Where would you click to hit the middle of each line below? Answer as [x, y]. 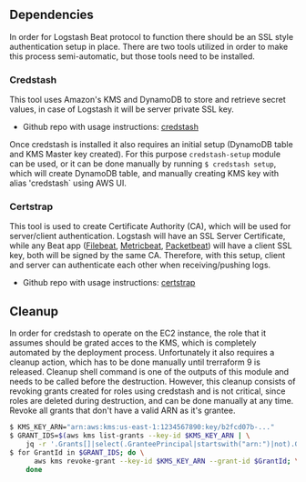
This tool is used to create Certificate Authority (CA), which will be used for [150, 226]
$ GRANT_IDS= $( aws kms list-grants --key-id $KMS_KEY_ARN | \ [130, 436]
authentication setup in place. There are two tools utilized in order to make [149, 46]
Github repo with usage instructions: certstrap [109, 283]
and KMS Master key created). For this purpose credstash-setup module [145, 155]
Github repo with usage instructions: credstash [110, 127]
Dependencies [51, 15]
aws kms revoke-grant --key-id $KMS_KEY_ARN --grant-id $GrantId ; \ [166, 461]
